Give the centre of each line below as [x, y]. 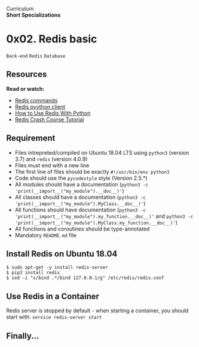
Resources [27, 74]
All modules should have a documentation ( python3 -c [81, 184]
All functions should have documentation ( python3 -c [80, 210]
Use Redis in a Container [53, 296]
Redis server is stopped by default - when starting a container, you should [97, 311]
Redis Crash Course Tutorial [49, 119]
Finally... [23, 336]
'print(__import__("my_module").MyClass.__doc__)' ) [80, 203]
